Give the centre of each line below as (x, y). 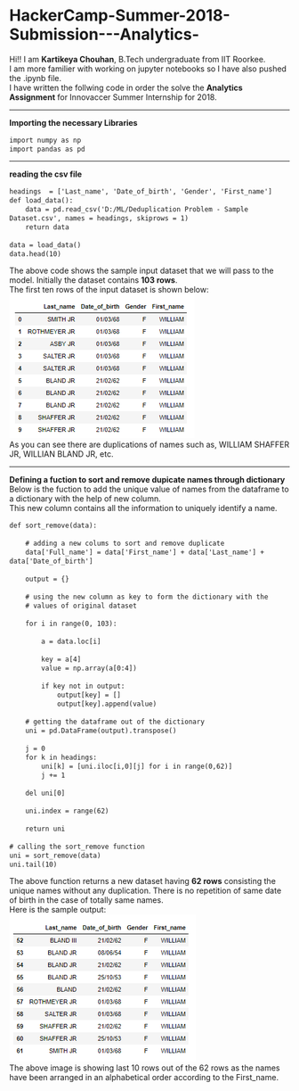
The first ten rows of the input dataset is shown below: (109, 289)
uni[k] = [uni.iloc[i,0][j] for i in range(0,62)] (137, 766)
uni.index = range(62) (67, 811)
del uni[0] (45, 793)
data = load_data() (45, 245)
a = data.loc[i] (71, 641)
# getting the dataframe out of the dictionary (115, 722)
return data (47, 227)
